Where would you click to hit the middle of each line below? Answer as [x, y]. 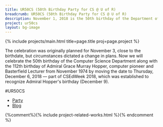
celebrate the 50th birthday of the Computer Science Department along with [81, 61]
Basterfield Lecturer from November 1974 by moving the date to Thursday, [79, 71]
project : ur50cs [21, 23]
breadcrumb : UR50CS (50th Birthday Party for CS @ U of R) [66, 14]
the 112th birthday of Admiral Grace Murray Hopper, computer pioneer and [79, 66]
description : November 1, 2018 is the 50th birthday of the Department [79, 18]
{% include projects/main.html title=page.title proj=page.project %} [72, 41]
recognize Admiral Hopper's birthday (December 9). [57, 82]
